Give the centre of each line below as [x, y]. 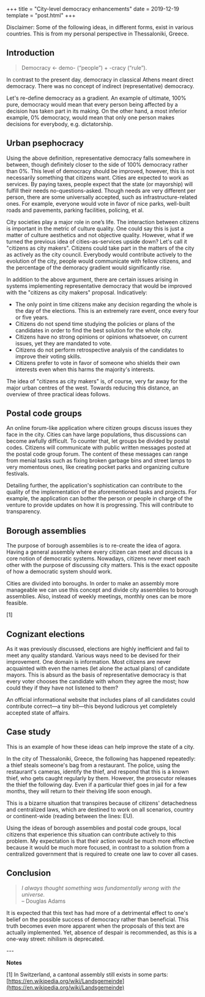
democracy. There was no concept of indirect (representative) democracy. [100, 86]
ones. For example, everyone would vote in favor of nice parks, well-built [98, 203]
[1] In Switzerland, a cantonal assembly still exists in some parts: [87, 974]
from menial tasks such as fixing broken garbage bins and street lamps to [99, 461]
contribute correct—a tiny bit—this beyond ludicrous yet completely [92, 706]
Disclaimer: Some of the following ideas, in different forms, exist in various [100, 27]
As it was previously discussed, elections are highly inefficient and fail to [98, 649]
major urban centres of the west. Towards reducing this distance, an [92, 388]
